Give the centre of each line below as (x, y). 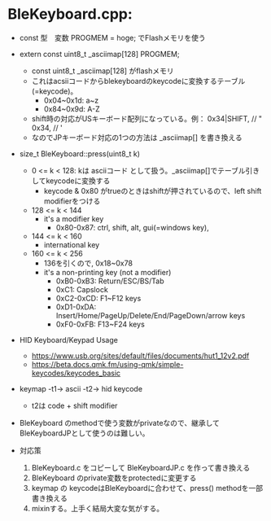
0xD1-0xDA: (76, 307)
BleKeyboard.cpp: (70, 14)
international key (72, 244)
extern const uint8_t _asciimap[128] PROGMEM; (99, 54)
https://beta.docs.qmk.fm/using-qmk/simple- (107, 364)
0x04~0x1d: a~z (71, 100)
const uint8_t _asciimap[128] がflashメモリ (103, 71)
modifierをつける (72, 201)
